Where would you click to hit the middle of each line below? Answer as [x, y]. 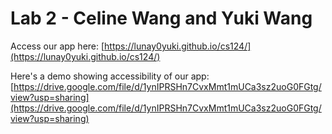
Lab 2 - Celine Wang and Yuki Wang [161, 18]
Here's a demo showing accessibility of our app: [110, 76]
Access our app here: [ [57, 46]
